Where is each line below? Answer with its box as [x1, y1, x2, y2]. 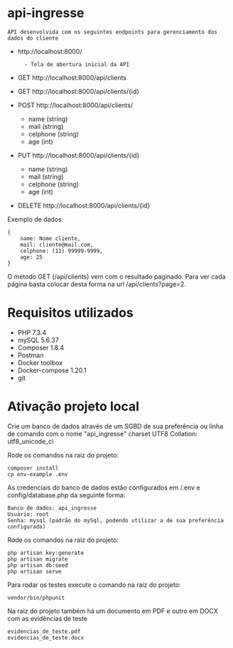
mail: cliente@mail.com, [20, 241, 94, 248]
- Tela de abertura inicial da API [24, 60, 130, 68]
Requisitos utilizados [7, 305, 134, 321]
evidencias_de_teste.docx [7, 634, 84, 641]
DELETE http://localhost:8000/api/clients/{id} [17, 201, 151, 210]
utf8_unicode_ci [7, 437, 54, 445]
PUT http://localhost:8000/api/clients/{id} [17, 151, 140, 159]
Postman [17, 350, 44, 360]
